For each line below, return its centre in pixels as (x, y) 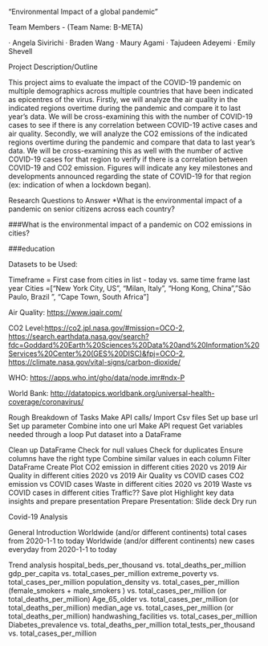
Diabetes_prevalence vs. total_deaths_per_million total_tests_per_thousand (132, 625)
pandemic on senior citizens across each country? (91, 209)
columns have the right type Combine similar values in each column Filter (130, 458)
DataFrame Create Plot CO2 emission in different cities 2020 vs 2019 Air (128, 467)
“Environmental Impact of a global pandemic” (83, 12)
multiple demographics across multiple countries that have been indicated (131, 91)
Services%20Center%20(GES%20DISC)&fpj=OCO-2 (96, 354)
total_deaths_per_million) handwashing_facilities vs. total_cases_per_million (133, 616)
